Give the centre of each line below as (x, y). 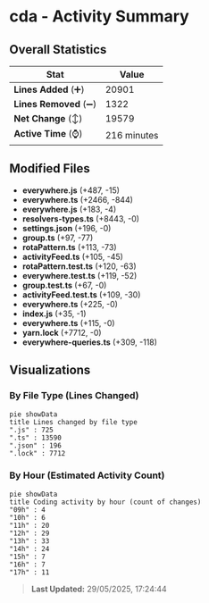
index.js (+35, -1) (54, 314)
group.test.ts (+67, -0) (64, 285)
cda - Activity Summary (99, 17)
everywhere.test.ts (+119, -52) (79, 275)
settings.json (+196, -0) (67, 228)
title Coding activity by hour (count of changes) (105, 502)
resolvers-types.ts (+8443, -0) (81, 218)
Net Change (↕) (48, 118)
